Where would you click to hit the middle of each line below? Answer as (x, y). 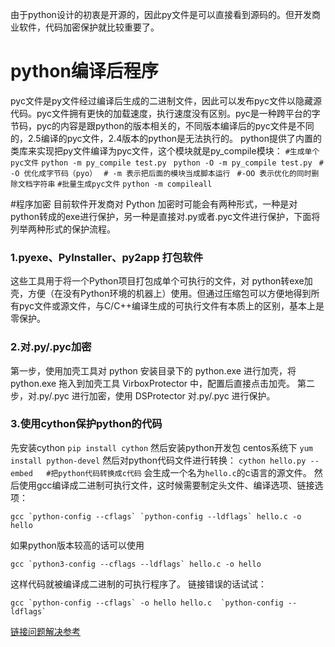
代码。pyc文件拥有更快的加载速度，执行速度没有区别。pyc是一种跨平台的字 (165, 113)
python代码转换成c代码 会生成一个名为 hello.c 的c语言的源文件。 (185, 472)
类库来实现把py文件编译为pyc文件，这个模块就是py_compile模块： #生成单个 (165, 150)
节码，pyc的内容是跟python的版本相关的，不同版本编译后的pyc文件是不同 (162, 125)
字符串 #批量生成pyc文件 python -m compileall (122, 184)
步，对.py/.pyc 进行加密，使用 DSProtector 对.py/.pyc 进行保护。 (143, 395)
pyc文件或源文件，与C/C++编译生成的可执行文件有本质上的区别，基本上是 (171, 306)
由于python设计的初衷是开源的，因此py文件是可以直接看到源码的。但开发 (161, 14)
